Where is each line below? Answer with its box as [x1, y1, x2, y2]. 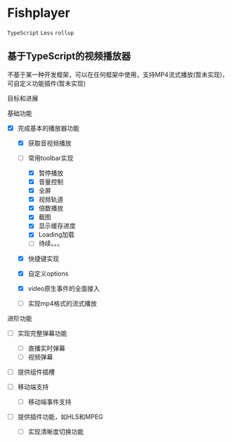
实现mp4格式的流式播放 [27, 299, 97, 307]
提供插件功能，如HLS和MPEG [17, 412, 103, 421]
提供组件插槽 [17, 368, 55, 376]
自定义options [27, 269, 69, 278]
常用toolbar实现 [27, 153, 74, 162]
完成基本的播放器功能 [17, 124, 79, 132]
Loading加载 [38, 230, 75, 239]
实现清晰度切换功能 [27, 427, 84, 436]
